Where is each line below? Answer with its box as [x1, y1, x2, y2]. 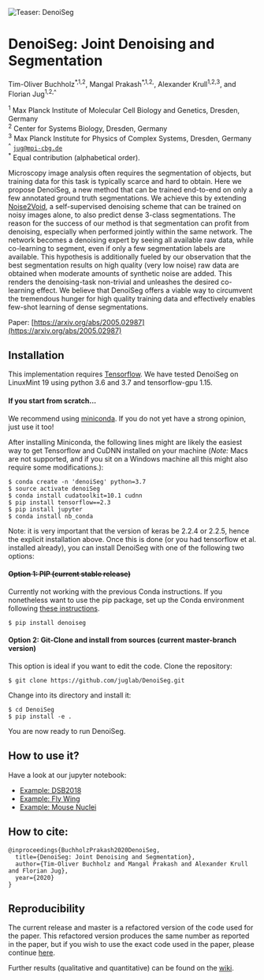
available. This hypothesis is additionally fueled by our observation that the [8, 252, 251, 261]
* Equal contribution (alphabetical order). [8, 151, 140, 162]
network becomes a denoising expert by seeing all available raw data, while [8, 235, 254, 245]
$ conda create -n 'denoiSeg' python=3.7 [8, 477, 147, 485]
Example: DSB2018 [19, 785, 82, 795]
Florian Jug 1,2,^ [8, 88, 57, 99]
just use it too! [8, 422, 54, 432]
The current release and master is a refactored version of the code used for [8, 923, 254, 933]
